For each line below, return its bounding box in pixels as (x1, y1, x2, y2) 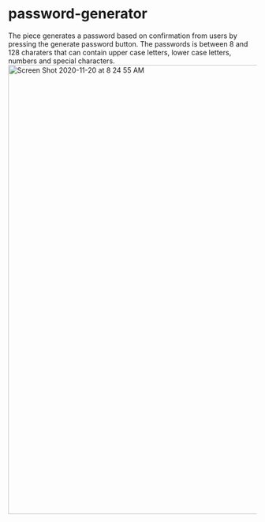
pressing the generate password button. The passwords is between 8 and (8, 39, 248, 48)
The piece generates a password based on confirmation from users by (8, 31, 238, 40)
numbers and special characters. (8, 56, 116, 66)
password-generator (8, 5, 147, 23)
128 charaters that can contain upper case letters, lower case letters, (8, 47, 232, 57)
